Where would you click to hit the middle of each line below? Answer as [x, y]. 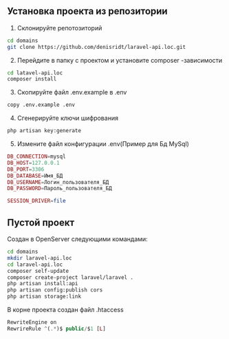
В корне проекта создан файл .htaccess [65, 310]
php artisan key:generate [44, 131]
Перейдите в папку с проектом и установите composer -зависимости [120, 60]
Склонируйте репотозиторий [59, 28]
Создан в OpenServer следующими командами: [77, 239]
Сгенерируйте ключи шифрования [68, 118]
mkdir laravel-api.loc [40, 258]
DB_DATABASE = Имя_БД [35, 176]
